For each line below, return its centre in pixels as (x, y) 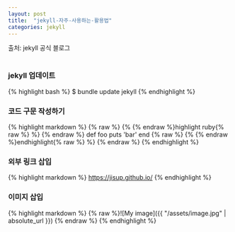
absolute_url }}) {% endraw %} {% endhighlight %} (82, 221)
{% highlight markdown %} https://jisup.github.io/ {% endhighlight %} (110, 178)
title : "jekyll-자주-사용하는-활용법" (60, 21)
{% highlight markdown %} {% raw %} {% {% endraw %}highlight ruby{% (116, 127)
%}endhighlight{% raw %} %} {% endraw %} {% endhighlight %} (103, 141)
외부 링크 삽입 (30, 161)
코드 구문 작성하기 (37, 111)
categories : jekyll (37, 27)
